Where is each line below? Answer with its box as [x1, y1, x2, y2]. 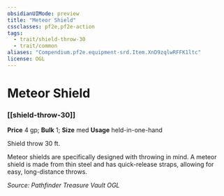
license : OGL [7, 56, 45, 63]
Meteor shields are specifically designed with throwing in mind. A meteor [7, 153, 217, 161]
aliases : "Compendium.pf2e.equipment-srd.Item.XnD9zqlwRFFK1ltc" [7, 49, 201, 56]
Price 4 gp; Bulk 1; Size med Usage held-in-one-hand [7, 126, 163, 134]
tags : [7, 29, 23, 37]
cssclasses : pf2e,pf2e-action [7, 23, 96, 30]
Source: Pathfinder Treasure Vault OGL [7, 181, 120, 190]
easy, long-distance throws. [7, 168, 88, 176]
